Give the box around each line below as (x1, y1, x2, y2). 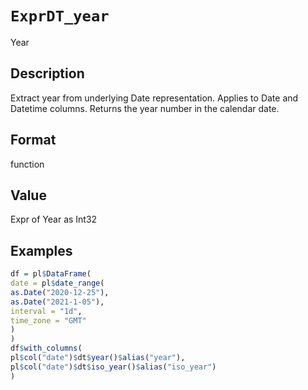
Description (10, 65, 85, 82)
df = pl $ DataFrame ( (10, 269, 92, 279)
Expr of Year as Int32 (10, 213, 98, 226)
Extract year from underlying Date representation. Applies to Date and (10, 92, 299, 104)
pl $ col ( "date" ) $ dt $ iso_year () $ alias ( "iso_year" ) (10, 362, 217, 372)
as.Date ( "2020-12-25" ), (10, 287, 110, 297)
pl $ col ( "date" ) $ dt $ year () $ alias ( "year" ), (10, 353, 186, 363)
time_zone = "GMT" (10, 315, 87, 326)
